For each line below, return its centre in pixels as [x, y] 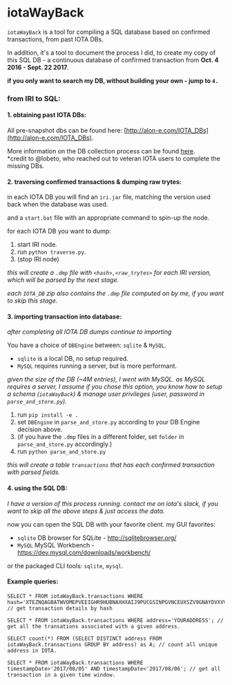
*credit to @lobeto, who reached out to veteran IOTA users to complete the [114, 159]
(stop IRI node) [38, 259]
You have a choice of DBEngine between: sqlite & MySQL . [87, 345]
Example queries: [33, 581]
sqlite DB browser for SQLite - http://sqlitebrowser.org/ [97, 538]
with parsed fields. [34, 472]
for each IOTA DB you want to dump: [59, 231]
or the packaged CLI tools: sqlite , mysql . [65, 565]
